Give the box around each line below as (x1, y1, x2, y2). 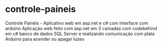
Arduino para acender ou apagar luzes (5, 36, 84, 42)
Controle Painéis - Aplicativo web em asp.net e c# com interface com (5, 20, 148, 26)
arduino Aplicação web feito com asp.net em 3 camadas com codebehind (5, 25, 157, 31)
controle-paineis (5, 3, 76, 15)
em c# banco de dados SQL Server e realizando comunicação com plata (5, 30, 155, 36)
